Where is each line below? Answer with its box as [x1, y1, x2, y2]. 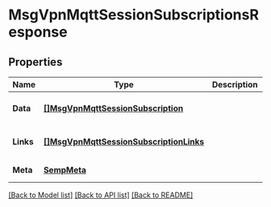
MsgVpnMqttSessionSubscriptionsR [8, 6, 260, 24]
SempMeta [43, 164, 86, 175]
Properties [8, 55, 63, 69]
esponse [8, 23, 68, 41]
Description [212, 79, 258, 90]
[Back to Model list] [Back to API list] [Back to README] [8, 190, 194, 200]
